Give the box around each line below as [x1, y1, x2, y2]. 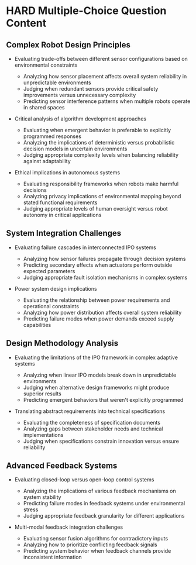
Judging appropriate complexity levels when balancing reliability [23, 151, 179, 159]
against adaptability [23, 158, 71, 164]
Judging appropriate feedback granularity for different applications [23, 512, 185, 519]
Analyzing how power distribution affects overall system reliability [23, 309, 182, 316]
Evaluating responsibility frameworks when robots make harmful [23, 180, 179, 187]
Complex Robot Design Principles [6, 40, 130, 50]
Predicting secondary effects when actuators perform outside [23, 261, 173, 268]
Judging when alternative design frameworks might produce [23, 384, 170, 391]
